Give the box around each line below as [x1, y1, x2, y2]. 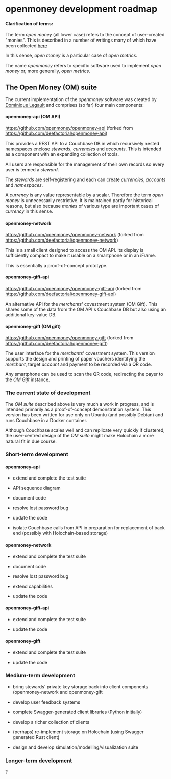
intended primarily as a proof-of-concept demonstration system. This [5, 406, 152, 413]
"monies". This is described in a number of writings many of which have [5, 37, 157, 44]
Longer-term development [5, 757, 72, 764]
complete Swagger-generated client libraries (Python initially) [12, 709, 142, 715]
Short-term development [5, 451, 69, 458]
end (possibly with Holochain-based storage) [12, 530, 108, 536]
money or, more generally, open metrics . [5, 68, 90, 74]
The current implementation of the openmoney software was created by [5, 96, 157, 103]
